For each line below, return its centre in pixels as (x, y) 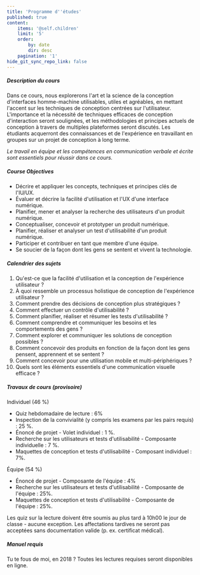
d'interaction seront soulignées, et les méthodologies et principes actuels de (101, 121)
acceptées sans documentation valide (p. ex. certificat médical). (85, 530)
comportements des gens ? (49, 329)
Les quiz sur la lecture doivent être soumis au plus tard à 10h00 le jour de (97, 518)
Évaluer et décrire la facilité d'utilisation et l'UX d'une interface (92, 199)
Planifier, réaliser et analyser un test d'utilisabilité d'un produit (91, 231)
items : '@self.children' (48, 28)
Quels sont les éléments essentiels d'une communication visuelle (95, 367)
